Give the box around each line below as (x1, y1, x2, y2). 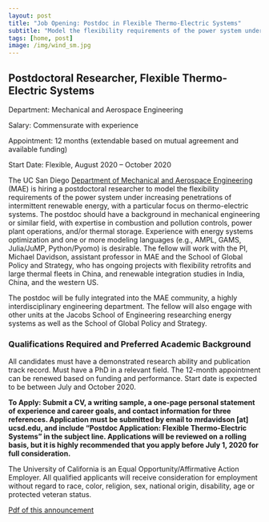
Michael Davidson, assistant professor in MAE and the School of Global (8, 251, 243, 261)
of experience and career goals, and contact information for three (8, 406, 231, 416)
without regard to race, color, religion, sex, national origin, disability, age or (8, 481, 255, 491)
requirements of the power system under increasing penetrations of (8, 192, 232, 202)
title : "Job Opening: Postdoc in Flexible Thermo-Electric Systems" (8, 19, 242, 27)
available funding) (8, 144, 68, 154)
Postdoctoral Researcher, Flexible (8, 71, 180, 85)
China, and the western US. (8, 277, 99, 287)
